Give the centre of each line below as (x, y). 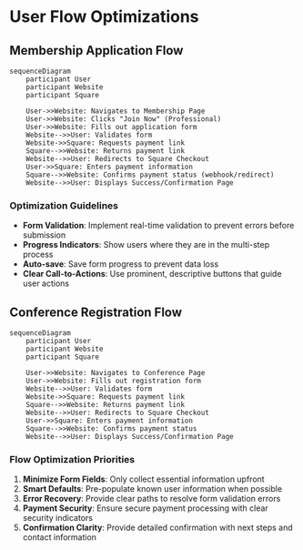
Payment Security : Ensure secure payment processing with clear (145, 508)
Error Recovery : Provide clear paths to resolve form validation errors (151, 499)
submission (44, 235)
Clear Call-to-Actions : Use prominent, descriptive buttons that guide (152, 274)
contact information (60, 537)
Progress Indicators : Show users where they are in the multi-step (146, 245)
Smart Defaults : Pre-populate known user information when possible (152, 489)
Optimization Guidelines (64, 205)
